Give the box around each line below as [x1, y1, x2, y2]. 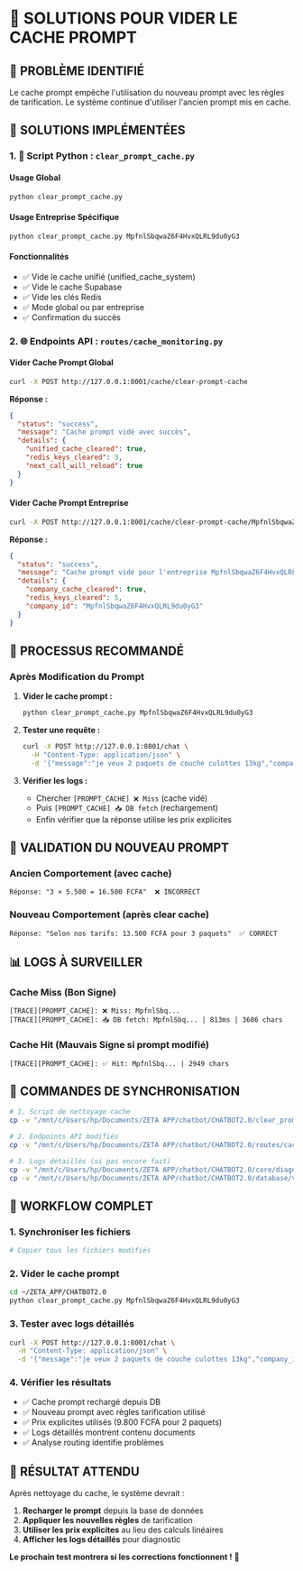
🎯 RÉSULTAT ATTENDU [9, 1464, 140, 1479]
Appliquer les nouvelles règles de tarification [22, 1515, 193, 1526]
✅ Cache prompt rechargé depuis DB [22, 1397, 161, 1408]
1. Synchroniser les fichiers [9, 1226, 131, 1238]
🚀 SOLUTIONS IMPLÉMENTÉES [9, 123, 187, 138]
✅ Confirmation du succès [22, 311, 122, 323]
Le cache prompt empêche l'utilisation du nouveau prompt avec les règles [9, 87, 285, 97]
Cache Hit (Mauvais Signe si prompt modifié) [9, 1039, 210, 1052]
